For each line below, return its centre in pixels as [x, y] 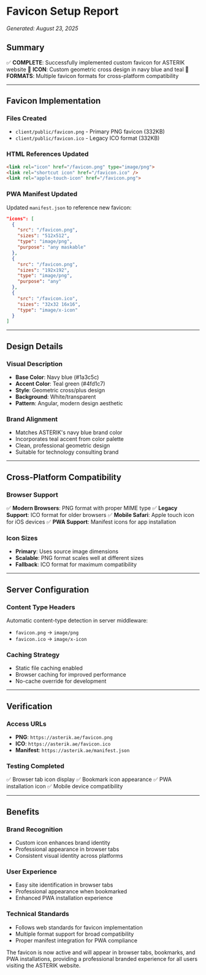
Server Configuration [48, 590]
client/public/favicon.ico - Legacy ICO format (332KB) [87, 138]
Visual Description [35, 363]
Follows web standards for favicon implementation [79, 927]
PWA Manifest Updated [42, 194]
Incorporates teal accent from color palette [69, 439]
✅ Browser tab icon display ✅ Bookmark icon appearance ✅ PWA [89, 779]
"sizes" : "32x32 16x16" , [49, 304]
